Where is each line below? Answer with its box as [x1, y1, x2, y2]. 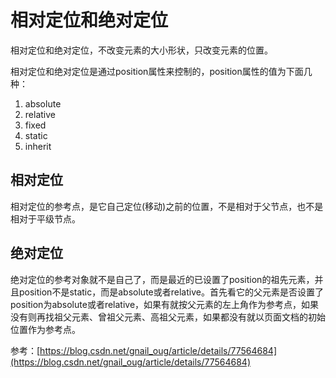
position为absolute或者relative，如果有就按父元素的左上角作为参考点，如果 [10, 298, 320, 310]
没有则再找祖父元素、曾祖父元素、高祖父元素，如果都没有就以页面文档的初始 [10, 311, 326, 323]
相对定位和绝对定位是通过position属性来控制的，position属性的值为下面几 [10, 65, 313, 77]
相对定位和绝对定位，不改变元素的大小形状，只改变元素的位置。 [10, 44, 273, 56]
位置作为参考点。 [10, 323, 81, 335]
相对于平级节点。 [10, 212, 81, 225]
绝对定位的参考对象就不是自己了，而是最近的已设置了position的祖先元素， [10, 273, 315, 285]
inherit [24, 140, 52, 152]
